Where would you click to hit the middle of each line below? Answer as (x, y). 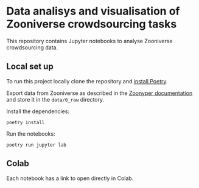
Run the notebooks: (31, 134)
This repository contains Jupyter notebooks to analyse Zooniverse (89, 41)
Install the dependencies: (38, 111)
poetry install (26, 122)
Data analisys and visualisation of (93, 11)
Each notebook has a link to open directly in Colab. (70, 178)
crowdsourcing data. (32, 47)
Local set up (30, 67)
